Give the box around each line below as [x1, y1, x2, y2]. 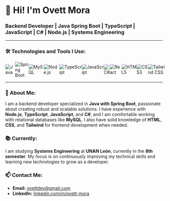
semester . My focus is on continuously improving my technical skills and [5, 153, 155, 160]
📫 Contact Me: [5, 172, 43, 179]
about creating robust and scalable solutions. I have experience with [5, 106, 146, 112]
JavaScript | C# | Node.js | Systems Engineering [5, 29, 125, 36]
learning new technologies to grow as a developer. [5, 159, 109, 165]
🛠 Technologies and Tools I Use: [5, 48, 86, 55]
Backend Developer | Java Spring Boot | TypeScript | [5, 23, 135, 30]
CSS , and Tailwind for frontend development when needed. [5, 122, 128, 128]
